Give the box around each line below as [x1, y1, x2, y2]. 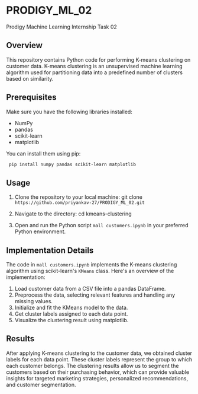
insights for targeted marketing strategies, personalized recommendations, [6, 374, 188, 382]
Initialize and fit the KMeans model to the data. [14, 304, 128, 312]
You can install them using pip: [6, 150, 81, 157]
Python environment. [14, 228, 66, 235]
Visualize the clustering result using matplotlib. [14, 317, 129, 324]
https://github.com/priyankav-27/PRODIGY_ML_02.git [14, 200, 145, 206]
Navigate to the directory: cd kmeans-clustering [14, 210, 132, 217]
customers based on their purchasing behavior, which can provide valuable [6, 368, 190, 376]
